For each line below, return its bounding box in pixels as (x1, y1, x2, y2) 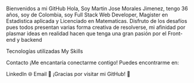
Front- (167, 30, 183, 37)
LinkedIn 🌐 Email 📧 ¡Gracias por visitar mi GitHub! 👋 (6, 71, 131, 77)
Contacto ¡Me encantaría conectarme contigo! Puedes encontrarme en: (6, 59, 179, 66)
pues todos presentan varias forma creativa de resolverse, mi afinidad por (6, 24, 186, 31)
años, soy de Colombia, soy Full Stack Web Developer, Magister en (6, 11, 169, 18)
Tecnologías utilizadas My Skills (6, 48, 83, 55)
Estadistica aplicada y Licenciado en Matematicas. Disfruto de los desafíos (6, 18, 188, 24)
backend (21, 36, 42, 43)
